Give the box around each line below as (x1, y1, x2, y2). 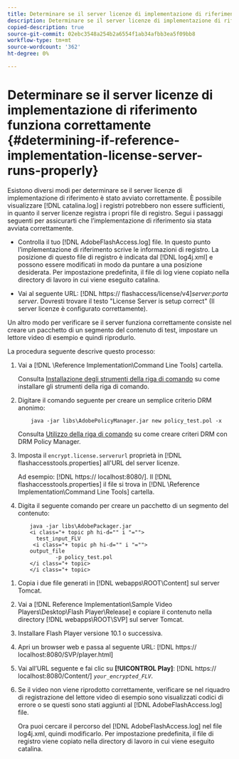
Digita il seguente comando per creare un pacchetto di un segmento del (17, 501, 229, 509)
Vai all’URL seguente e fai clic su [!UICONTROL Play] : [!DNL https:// (17, 664, 217, 672)
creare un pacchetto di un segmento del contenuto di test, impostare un (7, 325, 218, 334)
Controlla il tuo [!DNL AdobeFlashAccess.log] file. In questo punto (17, 238, 211, 246)
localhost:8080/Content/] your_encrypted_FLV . (17, 672, 154, 680)
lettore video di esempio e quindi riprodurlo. (7, 333, 137, 341)
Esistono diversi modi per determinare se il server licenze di (7, 186, 183, 194)
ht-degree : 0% (7, 51, 50, 58)
